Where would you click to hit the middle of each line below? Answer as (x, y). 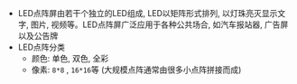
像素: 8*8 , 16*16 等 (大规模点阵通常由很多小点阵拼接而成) (136, 70)
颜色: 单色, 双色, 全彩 (70, 58)
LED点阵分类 (42, 47)
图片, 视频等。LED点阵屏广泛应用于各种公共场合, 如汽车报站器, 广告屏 (159, 24)
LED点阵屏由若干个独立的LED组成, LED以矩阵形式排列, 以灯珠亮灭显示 (148, 13)
